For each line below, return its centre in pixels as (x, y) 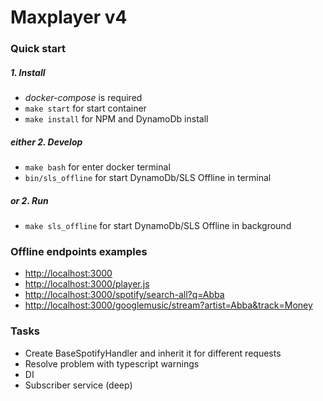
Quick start (38, 49)
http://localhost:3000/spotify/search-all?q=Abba (124, 295)
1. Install (28, 72)
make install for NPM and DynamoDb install (116, 119)
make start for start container (85, 108)
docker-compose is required (83, 98)
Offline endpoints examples (79, 251)
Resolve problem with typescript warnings (112, 363)
